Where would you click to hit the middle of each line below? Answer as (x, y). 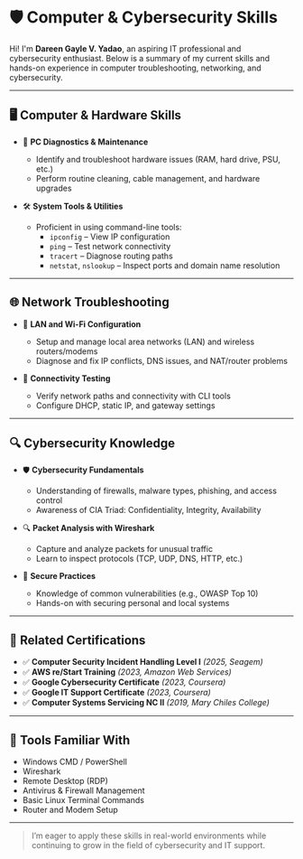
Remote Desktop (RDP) (65, 781)
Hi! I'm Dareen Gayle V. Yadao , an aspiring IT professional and (125, 48)
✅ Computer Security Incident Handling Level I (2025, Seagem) (142, 662)
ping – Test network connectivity (110, 246)
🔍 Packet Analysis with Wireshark (88, 528)
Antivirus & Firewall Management (84, 790)
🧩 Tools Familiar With (70, 740)
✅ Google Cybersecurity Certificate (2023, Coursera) (124, 682)
